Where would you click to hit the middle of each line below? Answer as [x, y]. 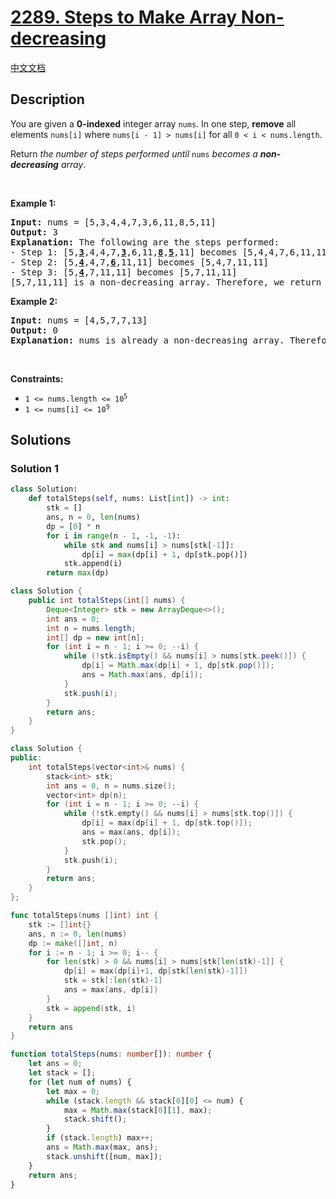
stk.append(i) [93, 564]
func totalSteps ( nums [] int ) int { [84, 916]
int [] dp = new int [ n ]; [95, 637]
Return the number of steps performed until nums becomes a [134, 153]
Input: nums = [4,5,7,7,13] [79, 320]
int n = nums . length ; [91, 628]
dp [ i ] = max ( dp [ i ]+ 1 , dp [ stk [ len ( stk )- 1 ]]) [155, 971]
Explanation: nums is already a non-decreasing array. [147, 340]
